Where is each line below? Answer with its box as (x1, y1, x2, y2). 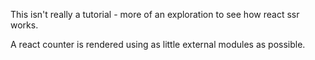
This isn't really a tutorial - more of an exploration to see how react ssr (10, 9, 300, 20)
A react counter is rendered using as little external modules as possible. (10, 39, 306, 50)
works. (10, 19, 39, 31)
